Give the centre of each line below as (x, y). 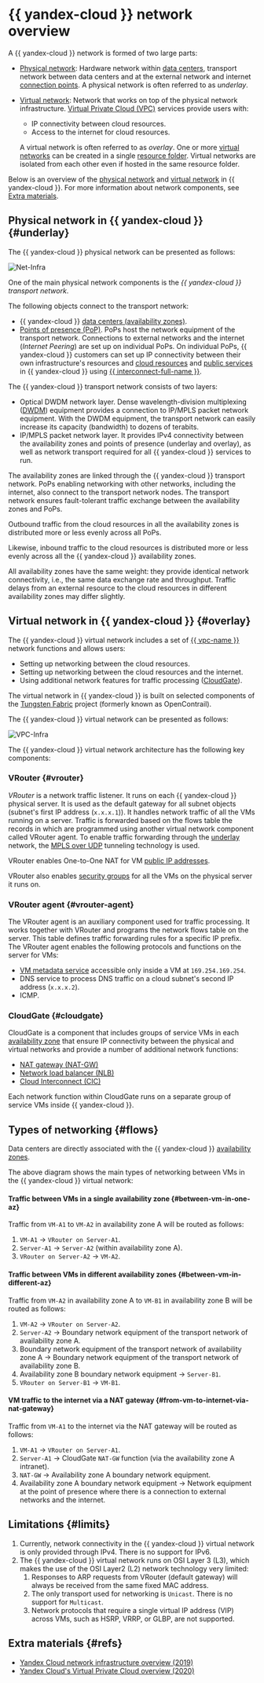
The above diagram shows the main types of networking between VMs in (126, 1172)
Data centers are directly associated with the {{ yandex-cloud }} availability (130, 1148)
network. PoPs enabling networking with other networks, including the (122, 483)
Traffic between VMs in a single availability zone (89, 1198)
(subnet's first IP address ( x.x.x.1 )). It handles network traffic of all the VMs (132, 812)
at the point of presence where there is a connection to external (123, 1491)
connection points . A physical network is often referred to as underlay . (134, 85)
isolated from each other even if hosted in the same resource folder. (129, 164)
